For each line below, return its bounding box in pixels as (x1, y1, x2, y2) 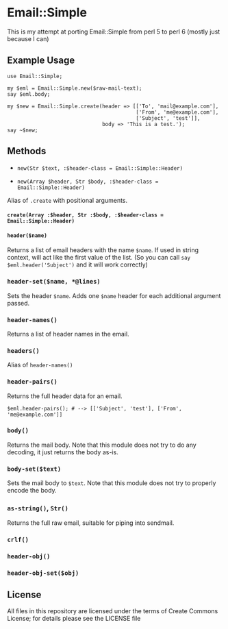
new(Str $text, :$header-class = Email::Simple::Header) (16, 164, 183, 172)
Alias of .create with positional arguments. (7, 196, 128, 204)
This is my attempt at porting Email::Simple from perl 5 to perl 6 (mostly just (7, 27, 220, 36)
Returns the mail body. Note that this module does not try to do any (7, 441, 197, 449)
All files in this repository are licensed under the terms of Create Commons (7, 607, 218, 615)
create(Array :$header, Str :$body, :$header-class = (7, 212, 164, 219)
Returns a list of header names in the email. (7, 330, 129, 338)
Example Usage (7, 55, 75, 66)
